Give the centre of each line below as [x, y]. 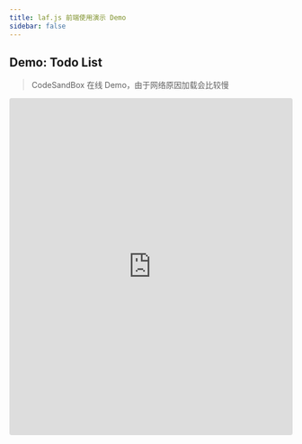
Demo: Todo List [56, 62]
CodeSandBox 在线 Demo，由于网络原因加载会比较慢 [130, 85]
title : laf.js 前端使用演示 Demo [68, 18]
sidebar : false [38, 26]
